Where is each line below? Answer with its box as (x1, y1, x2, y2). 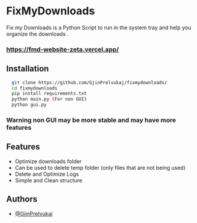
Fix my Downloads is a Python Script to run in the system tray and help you (6, 24, 192, 31)
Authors (6, 194, 38, 204)
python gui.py (11, 102, 47, 108)
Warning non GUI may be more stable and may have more (6, 115, 177, 124)
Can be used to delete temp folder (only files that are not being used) (14, 164, 186, 171)
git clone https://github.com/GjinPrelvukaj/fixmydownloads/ (11, 80, 168, 85)
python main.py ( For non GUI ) (11, 96, 87, 102)
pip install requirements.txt (11, 91, 87, 97)
